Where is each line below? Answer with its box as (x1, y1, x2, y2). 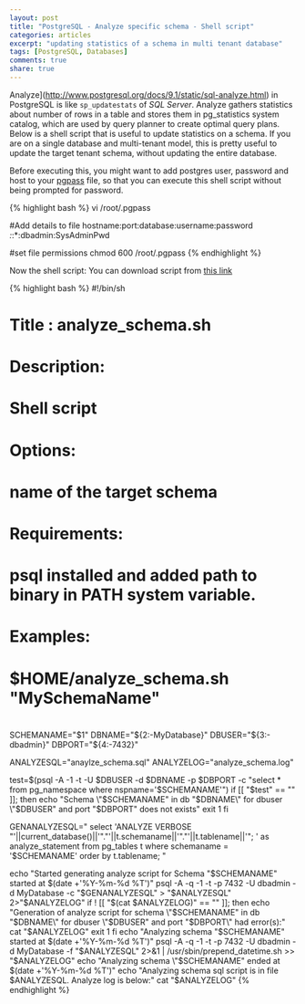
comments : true (9, 56, 67, 65)
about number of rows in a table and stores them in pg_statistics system (9, 109, 280, 120)
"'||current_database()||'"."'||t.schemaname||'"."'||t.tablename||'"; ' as (9, 831, 270, 842)
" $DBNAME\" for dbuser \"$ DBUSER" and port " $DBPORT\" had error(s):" (9, 916, 286, 927)
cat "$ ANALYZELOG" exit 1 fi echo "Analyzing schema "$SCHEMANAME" (9, 926, 285, 936)
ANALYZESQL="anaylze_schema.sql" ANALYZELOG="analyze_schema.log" (9, 757, 294, 768)
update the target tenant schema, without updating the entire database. (9, 147, 278, 158)
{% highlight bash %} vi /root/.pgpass (9, 202, 151, 213)
